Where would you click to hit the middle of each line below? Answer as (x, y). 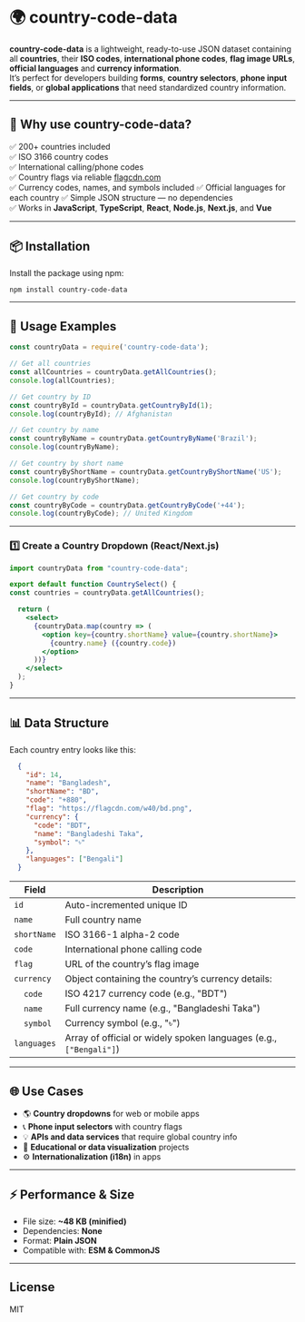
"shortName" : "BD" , (63, 792)
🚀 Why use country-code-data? (101, 125)
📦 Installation (50, 247)
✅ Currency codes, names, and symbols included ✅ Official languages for (148, 187)
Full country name (103, 920)
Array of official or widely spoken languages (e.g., (171, 1038)
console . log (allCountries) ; (63, 380)
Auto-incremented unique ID (126, 905)
